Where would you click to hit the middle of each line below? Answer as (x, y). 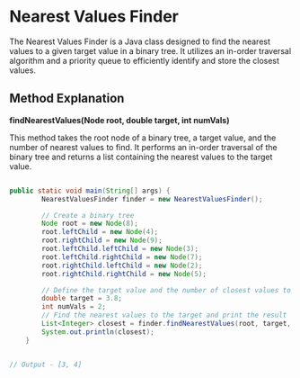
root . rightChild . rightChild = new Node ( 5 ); (124, 274)
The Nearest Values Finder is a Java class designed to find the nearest (140, 41)
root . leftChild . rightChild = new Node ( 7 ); (122, 257)
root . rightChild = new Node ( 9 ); (102, 240)
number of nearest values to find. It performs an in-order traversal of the (143, 147)
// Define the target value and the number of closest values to (167, 290)
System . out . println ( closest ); (98, 332)
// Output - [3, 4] (46, 364)
